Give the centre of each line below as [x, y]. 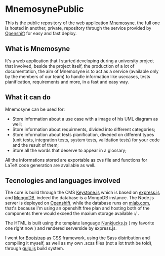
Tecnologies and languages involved [63, 181]
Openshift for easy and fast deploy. [41, 33]
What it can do [28, 97]
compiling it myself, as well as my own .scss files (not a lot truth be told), [79, 243]
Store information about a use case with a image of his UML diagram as [85, 119]
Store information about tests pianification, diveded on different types [83, 134]
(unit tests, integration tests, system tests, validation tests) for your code [86, 140]
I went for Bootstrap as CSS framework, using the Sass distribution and [78, 238]
